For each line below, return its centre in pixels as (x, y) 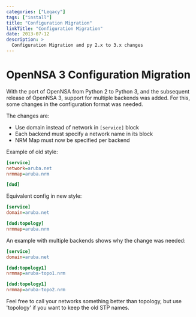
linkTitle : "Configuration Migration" (55, 28)
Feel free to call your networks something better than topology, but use (94, 301)
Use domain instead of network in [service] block (77, 127)
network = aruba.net (29, 168)
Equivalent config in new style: (44, 196)
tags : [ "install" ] (29, 17)
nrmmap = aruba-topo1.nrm (36, 273)
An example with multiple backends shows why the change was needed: (96, 240)
